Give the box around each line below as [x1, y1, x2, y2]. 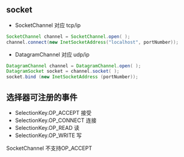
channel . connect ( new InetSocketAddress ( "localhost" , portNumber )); [6, 39, 179, 45]
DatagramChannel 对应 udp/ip [14, 51, 90, 58]
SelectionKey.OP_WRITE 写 [14, 132, 82, 139]
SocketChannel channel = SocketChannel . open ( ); [6, 33, 130, 40]
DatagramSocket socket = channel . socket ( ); [6, 69, 120, 75]
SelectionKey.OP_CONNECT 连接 [14, 117, 97, 124]
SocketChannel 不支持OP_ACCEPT [6, 144, 92, 152]
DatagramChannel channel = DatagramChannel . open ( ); [6, 63, 141, 69]
